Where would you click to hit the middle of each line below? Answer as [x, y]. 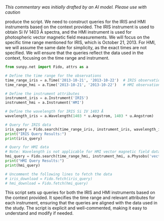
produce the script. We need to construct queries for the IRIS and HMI [75, 22]
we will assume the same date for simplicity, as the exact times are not [76, 48]
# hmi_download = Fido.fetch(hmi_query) [47, 183]
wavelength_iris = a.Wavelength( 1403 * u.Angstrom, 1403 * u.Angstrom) [79, 116]
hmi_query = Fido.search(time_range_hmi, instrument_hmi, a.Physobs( [77, 156]
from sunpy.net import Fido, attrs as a [47, 67]
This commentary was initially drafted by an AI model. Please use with [76, 7]
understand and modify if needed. [39, 213]
